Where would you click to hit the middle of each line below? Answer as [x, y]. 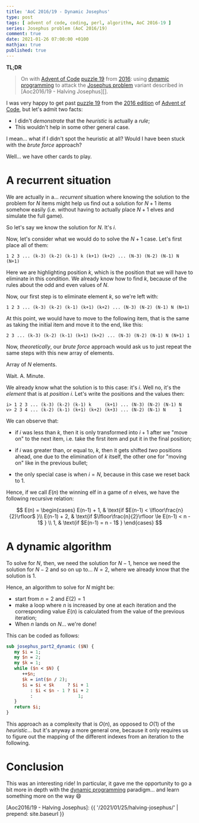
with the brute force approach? [44, 145]
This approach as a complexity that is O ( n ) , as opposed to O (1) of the [91, 724]
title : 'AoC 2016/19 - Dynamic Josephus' [58, 12]
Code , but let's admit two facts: [45, 109]
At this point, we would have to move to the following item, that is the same [98, 318]
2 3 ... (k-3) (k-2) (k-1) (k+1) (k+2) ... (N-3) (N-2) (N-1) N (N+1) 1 [98, 335]
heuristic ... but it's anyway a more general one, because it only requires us [97, 730]
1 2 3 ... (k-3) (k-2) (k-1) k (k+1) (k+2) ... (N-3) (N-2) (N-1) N [93, 256]
